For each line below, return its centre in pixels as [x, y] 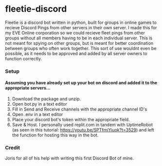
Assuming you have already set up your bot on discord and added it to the [81, 83]
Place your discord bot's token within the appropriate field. [71, 120]
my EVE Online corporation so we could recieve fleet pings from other [75, 33]
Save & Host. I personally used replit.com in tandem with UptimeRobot [82, 125]
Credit [13, 148]
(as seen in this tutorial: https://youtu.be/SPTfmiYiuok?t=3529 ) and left [83, 130]
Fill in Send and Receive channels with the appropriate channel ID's [80, 109]
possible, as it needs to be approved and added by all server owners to [76, 53]
